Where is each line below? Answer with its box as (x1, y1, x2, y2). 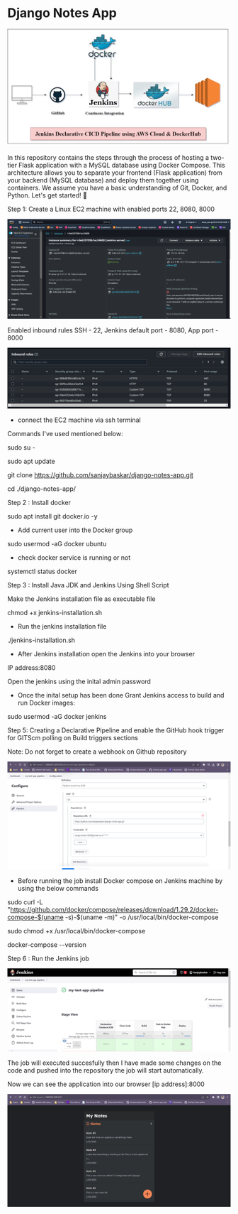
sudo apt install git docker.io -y (7, 511, 98, 520)
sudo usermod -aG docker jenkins (7, 712, 108, 720)
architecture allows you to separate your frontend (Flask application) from (7, 168, 223, 177)
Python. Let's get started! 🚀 (7, 191, 87, 200)
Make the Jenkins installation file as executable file (7, 595, 156, 603)
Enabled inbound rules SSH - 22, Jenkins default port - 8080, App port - (7, 326, 219, 335)
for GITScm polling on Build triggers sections (7, 733, 138, 742)
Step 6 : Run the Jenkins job (7, 954, 90, 963)
